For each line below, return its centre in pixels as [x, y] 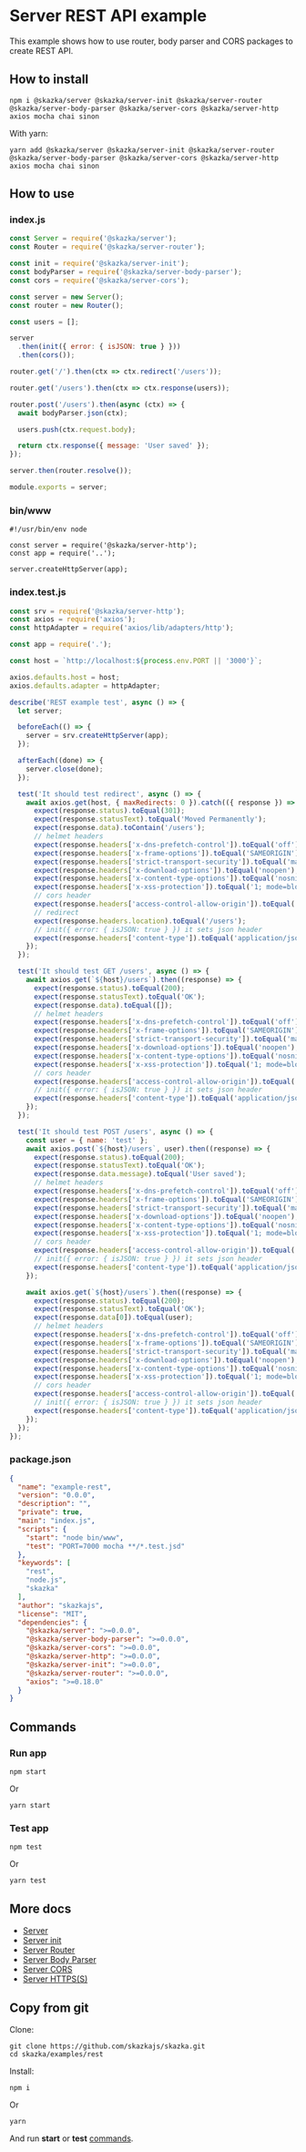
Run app [28, 1753]
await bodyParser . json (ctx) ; [73, 413]
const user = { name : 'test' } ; [87, 1140]
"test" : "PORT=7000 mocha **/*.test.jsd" [105, 1546]
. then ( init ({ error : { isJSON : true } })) [99, 347]
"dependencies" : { [53, 1623]
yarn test [28, 1881]
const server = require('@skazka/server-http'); [103, 546]
